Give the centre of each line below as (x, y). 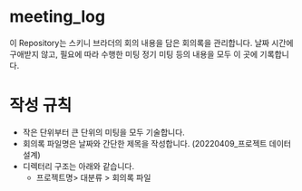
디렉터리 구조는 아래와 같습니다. (78, 166)
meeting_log (58, 17)
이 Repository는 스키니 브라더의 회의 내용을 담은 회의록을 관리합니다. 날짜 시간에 (151, 43)
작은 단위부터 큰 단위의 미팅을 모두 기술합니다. (104, 132)
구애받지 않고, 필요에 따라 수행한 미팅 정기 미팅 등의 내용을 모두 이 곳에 (134, 54)
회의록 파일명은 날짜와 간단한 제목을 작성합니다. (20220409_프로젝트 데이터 (157, 143)
